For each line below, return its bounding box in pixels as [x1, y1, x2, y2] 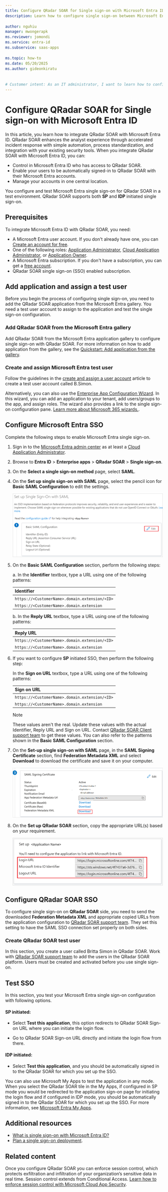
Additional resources [5, 1119, 72, 1127]
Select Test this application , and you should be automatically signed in [12, 1063, 159, 1069]
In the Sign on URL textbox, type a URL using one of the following [12, 670, 147, 676]
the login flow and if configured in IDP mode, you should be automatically [5, 1094, 156, 1100]
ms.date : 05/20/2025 [5, 61, 48, 66]
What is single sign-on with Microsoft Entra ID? [12, 1132, 109, 1138]
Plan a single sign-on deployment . [12, 1137, 83, 1143]
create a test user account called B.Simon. [5, 381, 92, 387]
